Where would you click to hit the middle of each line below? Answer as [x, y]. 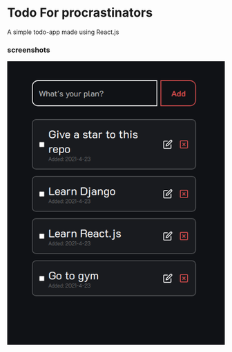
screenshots [29, 50]
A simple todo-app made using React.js [63, 32]
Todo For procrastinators [80, 13]
